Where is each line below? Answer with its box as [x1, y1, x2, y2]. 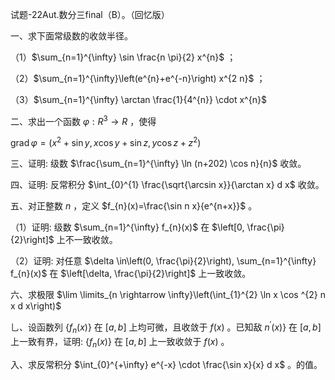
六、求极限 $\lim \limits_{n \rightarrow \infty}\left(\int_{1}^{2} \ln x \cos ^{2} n [10, 289, 326, 301]
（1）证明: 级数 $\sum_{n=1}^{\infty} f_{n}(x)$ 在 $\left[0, [10, 221, 245, 233]
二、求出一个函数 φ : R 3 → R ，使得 [10, 114, 157, 127]
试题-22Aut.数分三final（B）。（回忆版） [10, 9, 170, 20]
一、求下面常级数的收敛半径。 [10, 30, 133, 42]
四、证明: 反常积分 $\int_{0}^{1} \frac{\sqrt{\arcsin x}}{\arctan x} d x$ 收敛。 [10, 179, 325, 191]
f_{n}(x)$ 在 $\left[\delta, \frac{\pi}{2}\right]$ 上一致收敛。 [10, 268, 252, 280]
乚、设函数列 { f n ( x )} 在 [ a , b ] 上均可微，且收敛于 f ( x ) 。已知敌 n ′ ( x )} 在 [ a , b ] [10, 319, 322, 335]
